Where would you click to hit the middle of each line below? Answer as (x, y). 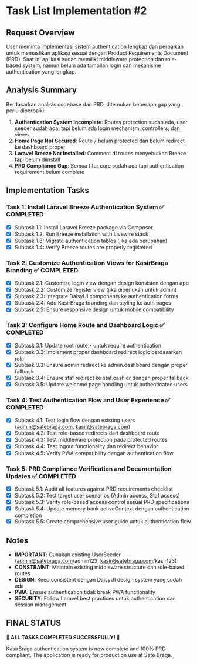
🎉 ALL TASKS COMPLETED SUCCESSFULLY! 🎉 (63, 637)
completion (28, 515)
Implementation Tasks (47, 190)
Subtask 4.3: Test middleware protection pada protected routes (91, 440)
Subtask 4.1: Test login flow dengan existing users (75, 420)
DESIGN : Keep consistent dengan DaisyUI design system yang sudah (98, 580)
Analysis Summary (42, 90)
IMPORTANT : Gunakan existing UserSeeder (68, 555)
